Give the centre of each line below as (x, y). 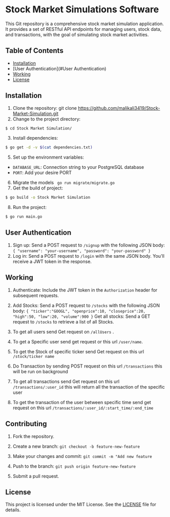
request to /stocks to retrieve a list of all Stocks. (63, 321)
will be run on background (40, 371)
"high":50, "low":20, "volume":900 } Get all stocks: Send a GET (81, 316)
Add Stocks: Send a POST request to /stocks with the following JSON (86, 305)
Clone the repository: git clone (45, 108)
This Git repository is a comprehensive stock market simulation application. (84, 24)
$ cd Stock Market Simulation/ (39, 128)
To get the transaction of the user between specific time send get (82, 402)
